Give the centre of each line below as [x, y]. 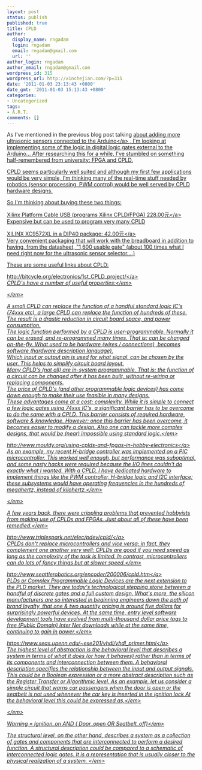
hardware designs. [30, 191]
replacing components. [36, 383]
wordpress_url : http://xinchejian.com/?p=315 [64, 78]
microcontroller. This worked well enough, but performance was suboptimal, [101, 458]
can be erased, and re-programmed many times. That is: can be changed [98, 338]
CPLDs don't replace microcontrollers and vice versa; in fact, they [88, 543]
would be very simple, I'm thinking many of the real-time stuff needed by [97, 178]
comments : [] [23, 117]
